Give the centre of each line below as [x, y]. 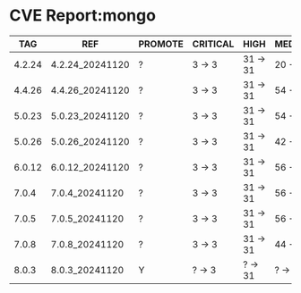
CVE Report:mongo [83, 16]
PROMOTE [161, 44]
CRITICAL [213, 44]
